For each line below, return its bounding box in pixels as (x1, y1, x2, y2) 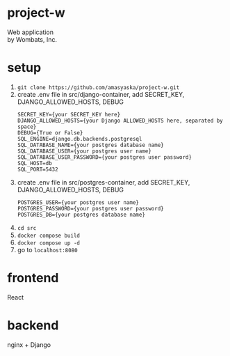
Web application (7, 28, 54, 36)
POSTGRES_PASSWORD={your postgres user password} (17, 205, 165, 212)
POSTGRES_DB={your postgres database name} (17, 211, 146, 218)
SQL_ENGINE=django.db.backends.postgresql (17, 135, 142, 142)
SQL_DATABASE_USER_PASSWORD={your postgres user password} (17, 153, 192, 161)
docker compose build (17, 232, 80, 239)
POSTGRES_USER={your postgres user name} (17, 199, 139, 206)
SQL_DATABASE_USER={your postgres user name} (17, 148, 151, 155)
